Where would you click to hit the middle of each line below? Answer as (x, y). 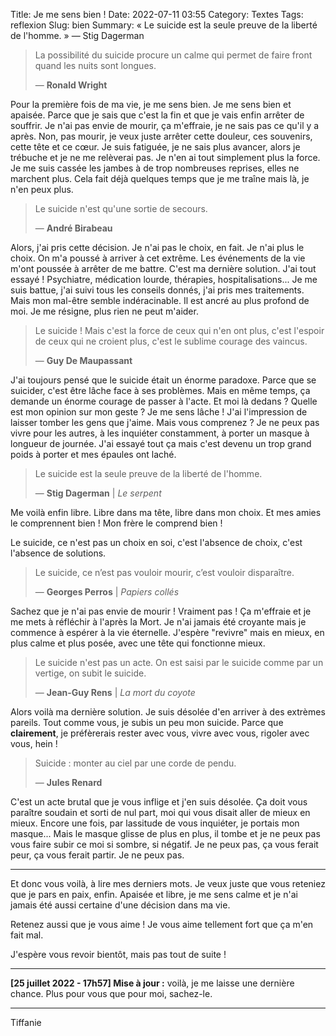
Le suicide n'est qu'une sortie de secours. (121, 208)
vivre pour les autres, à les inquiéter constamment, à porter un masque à (160, 433)
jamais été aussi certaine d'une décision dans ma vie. (120, 905)
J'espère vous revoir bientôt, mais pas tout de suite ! (118, 954)
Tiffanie (26, 1022)
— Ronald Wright (71, 85)
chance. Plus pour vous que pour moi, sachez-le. (111, 993)
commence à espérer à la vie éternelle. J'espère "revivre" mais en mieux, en (167, 632)
